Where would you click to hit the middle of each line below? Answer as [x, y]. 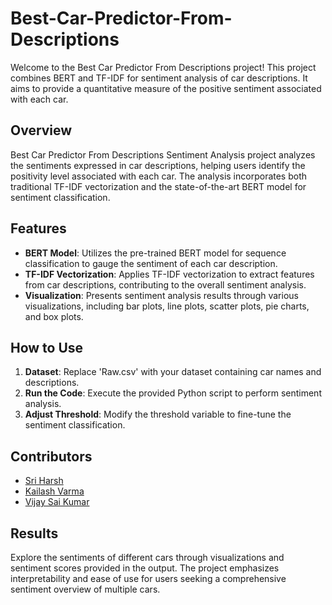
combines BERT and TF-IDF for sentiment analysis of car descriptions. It [159, 78]
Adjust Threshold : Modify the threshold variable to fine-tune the [158, 414]
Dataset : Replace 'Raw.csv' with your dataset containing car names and [173, 372]
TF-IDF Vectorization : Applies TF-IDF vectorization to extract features [169, 274]
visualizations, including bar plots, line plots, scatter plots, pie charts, [167, 306]
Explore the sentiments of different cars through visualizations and [147, 557]
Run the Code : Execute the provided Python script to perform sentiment [173, 393]
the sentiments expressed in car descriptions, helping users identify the [158, 165]
